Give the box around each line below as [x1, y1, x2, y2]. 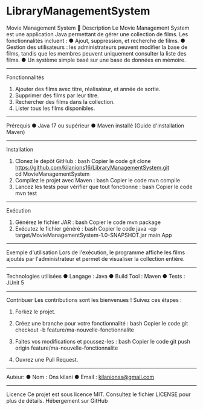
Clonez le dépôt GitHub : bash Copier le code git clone [14, 157, 151, 164]
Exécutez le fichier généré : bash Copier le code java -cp [14, 225, 157, 232]
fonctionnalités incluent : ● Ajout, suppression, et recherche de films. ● [6, 37, 185, 44]
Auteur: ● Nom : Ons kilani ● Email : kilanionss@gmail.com [6, 373, 155, 380]
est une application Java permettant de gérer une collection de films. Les [6, 30, 188, 37]
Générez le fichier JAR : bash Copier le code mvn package [14, 219, 161, 226]
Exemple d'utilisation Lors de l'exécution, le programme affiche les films [6, 249, 185, 256]
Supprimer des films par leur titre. [14, 92, 99, 99]
